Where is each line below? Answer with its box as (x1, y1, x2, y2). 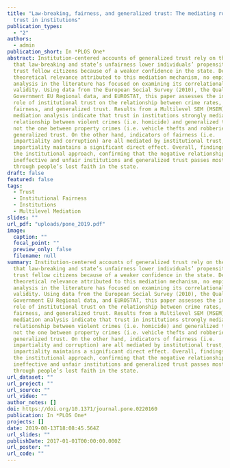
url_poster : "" (7, 444, 51, 451)
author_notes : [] (7, 399, 57, 406)
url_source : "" (7, 386, 51, 393)
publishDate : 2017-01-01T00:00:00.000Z (7, 437, 121, 445)
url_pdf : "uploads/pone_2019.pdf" (7, 220, 106, 227)
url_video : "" (7, 393, 48, 400)
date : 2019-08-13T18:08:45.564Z (7, 425, 99, 432)
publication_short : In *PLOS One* (7, 49, 106, 56)
